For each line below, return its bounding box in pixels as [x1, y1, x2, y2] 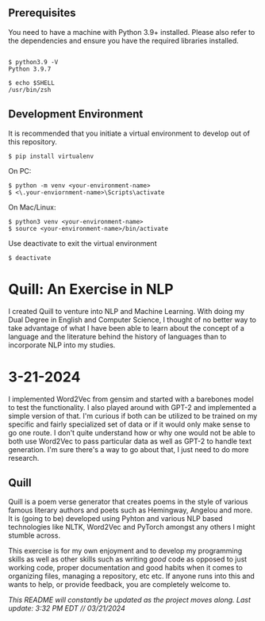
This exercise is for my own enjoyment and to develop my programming [8, 546, 243, 556]
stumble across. [8, 531, 61, 540]
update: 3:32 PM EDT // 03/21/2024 [8, 604, 125, 613]
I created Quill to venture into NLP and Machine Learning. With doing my [8, 306, 244, 316]
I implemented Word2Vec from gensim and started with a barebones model [8, 394, 254, 404]
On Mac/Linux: [8, 202, 56, 212]
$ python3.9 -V [8, 58, 59, 66]
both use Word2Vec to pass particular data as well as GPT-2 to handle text [8, 436, 252, 446]
